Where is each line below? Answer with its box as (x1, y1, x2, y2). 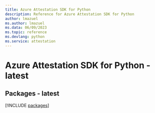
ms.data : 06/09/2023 (5, 25, 47, 30)
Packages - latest (5, 90, 60, 98)
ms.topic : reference (5, 30, 47, 35)
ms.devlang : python (5, 35, 45, 39)
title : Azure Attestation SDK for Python (5, 7, 91, 12)
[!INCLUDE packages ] (5, 102, 49, 108)
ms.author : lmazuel (5, 20, 45, 26)
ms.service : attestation (5, 39, 56, 44)
